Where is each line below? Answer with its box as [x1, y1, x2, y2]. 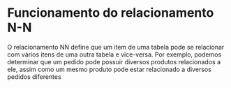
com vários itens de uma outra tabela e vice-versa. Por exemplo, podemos [7, 50, 222, 59]
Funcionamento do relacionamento [7, 5, 214, 21]
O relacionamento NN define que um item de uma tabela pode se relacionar [7, 43, 225, 51]
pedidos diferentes [7, 72, 61, 81]
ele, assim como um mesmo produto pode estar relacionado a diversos [7, 65, 211, 73]
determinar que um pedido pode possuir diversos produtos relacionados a [7, 57, 221, 66]
